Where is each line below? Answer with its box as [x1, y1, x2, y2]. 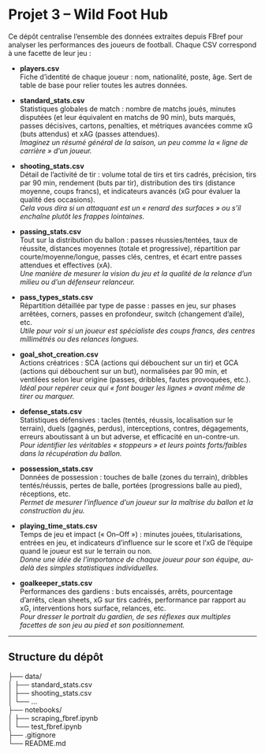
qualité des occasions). [19, 195, 96, 204]
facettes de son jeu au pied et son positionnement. [19, 620, 185, 629]
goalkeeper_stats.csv [19, 578, 93, 588]
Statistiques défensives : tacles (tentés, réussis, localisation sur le [19, 415, 233, 424]
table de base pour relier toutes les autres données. [19, 80, 188, 90]
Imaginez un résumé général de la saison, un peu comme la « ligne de [19, 137, 248, 147]
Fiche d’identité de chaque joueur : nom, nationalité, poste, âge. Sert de [19, 72, 252, 81]
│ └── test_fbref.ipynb [8, 722, 83, 731]
